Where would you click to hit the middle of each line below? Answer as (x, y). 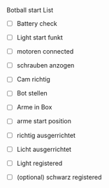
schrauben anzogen (45, 65)
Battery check (37, 23)
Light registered (39, 163)
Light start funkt (40, 38)
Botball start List (30, 10)
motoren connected (45, 52)
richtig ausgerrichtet (46, 135)
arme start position (44, 121)
